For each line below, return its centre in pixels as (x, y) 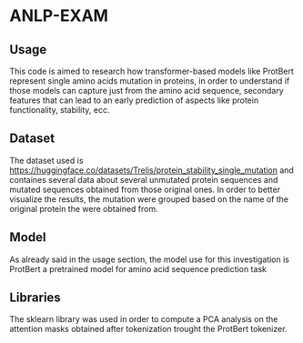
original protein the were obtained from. (84, 208)
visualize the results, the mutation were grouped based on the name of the (149, 199)
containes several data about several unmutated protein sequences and (144, 179)
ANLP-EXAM (59, 16)
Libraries (35, 298)
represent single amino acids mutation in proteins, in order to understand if (150, 81)
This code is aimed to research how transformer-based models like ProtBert (151, 71)
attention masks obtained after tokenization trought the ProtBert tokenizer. (148, 329)
